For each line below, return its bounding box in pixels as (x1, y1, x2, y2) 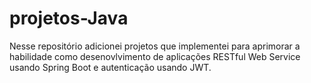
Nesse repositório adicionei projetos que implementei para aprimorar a (9, 40, 301, 52)
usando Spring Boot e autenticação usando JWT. (9, 61, 212, 73)
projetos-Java (9, 7, 129, 30)
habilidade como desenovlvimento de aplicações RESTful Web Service (9, 50, 301, 62)
